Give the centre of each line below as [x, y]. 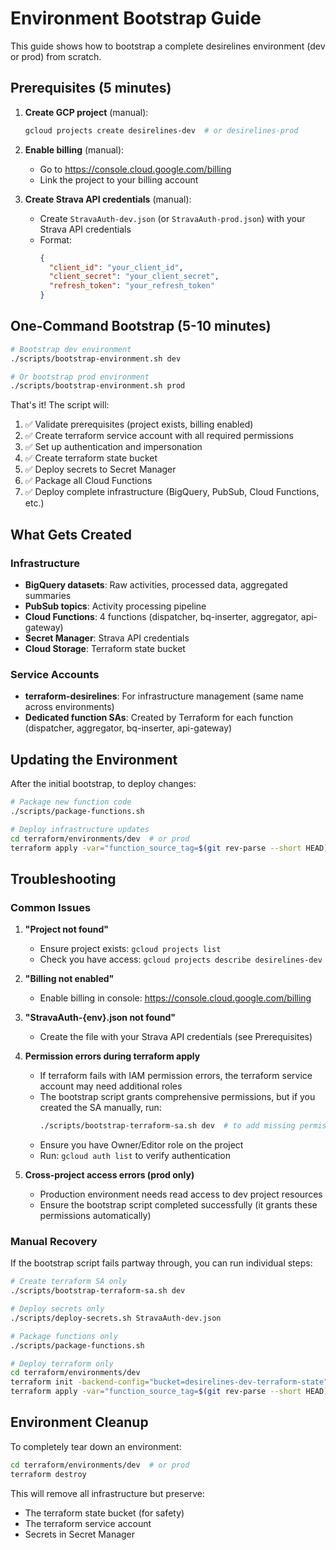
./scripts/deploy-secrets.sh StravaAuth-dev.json [116, 1318]
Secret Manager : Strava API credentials [107, 638]
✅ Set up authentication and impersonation [113, 447]
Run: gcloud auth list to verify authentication [135, 1156]
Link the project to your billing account [119, 179]
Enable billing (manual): [74, 149]
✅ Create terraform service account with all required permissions [159, 436]
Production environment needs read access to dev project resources [181, 1194]
